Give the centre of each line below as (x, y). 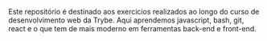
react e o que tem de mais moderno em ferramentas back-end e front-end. (133, 29)
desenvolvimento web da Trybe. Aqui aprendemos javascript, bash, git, (126, 20)
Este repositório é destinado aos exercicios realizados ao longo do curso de (134, 12)
